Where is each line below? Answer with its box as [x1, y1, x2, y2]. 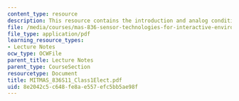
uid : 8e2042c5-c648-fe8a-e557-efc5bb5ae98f [7, 83, 139, 90]
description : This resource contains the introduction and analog [7, 17, 208, 24]
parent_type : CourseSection [7, 63, 91, 70]
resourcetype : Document [7, 70, 78, 77]
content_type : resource [7, 10, 78, 18]
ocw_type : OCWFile [7, 51, 62, 58]
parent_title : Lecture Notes [7, 57, 94, 64]
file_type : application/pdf [7, 30, 91, 38]
